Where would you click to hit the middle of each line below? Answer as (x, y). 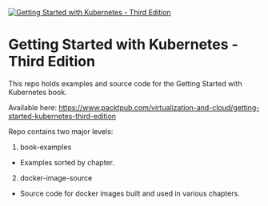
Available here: (33, 107)
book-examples (46, 147)
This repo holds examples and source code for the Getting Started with (125, 83)
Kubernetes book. (38, 92)
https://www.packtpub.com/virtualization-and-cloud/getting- (159, 107)
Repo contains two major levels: (61, 131)
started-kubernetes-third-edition (62, 116)
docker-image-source (56, 178)
